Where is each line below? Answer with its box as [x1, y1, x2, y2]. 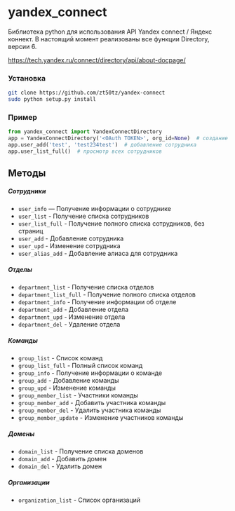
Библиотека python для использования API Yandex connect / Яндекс [8, 27, 213, 36]
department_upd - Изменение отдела [18, 313, 126, 321]
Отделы [8, 265, 32, 273]
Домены [8, 429, 35, 438]
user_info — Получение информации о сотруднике [18, 205, 171, 213]
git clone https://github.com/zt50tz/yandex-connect [8, 89, 166, 97]
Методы [8, 168, 46, 179]
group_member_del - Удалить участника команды [18, 406, 161, 414]
